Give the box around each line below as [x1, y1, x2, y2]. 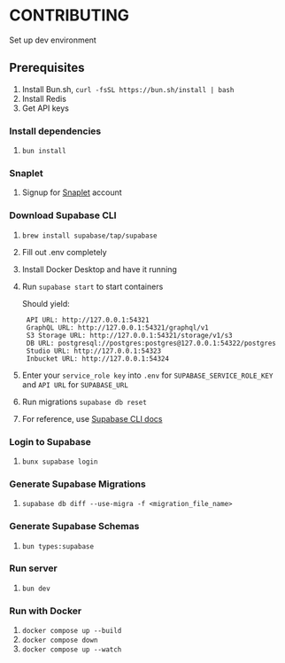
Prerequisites [9, 60, 85, 75]
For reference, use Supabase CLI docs [21, 413, 163, 424]
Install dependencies [9, 125, 102, 137]
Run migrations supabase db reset [21, 396, 148, 407]
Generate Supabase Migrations [9, 478, 146, 490]
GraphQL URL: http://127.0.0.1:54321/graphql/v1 [26, 323, 210, 332]
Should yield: [21, 298, 71, 308]
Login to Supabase [9, 435, 91, 448]
